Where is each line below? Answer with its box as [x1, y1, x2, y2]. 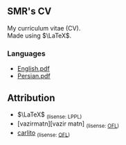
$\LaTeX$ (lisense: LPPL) [17, 110, 82, 120]
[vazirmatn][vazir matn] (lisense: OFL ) [17, 119, 120, 129]
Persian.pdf [17, 72, 51, 80]
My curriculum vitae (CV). [7, 24, 81, 32]
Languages [7, 49, 46, 58]
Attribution [7, 92, 55, 103]
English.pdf [17, 65, 50, 73]
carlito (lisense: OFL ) [17, 128, 71, 138]
